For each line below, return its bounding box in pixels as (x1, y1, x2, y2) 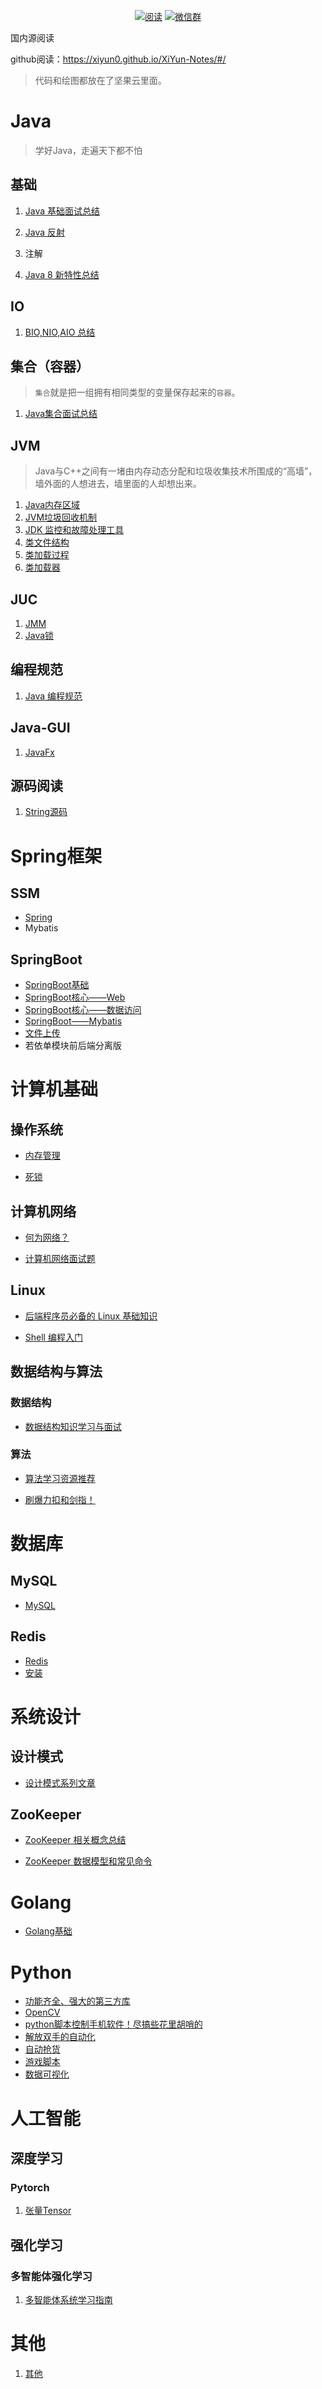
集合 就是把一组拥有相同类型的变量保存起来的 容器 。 (34, 386, 241, 399)
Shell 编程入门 (24, 1331, 83, 1343)
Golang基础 (24, 1925, 73, 1937)
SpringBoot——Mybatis (24, 1015, 123, 1027)
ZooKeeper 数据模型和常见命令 (24, 1855, 153, 1867)
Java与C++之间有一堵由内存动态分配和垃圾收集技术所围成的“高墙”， (34, 465, 318, 477)
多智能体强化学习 (10, 2269, 93, 2283)
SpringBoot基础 (24, 979, 90, 991)
